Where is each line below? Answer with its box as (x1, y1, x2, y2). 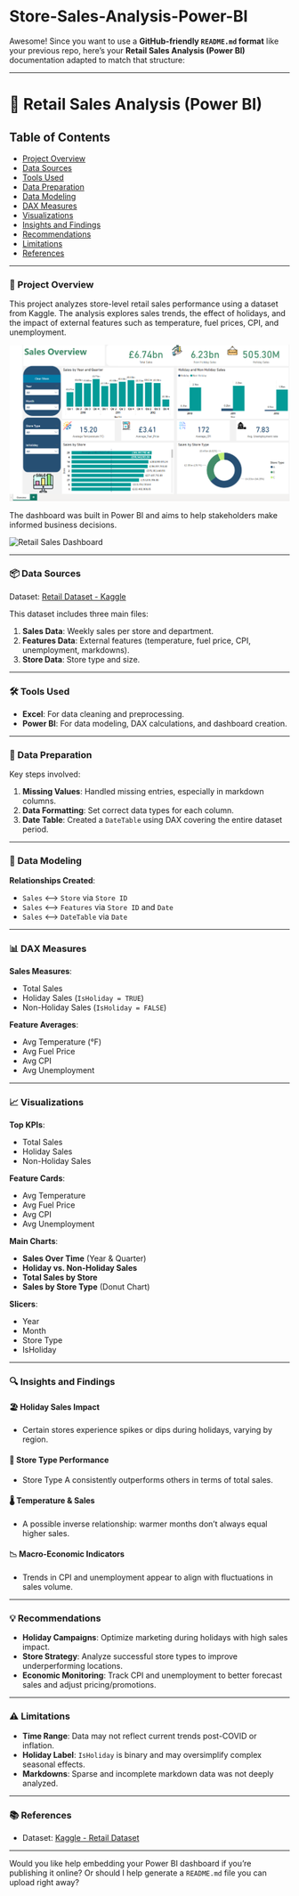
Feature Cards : (9, 1173, 65, 1184)
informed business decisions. (9, 519, 117, 530)
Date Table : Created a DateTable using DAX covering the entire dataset (21, 815, 283, 826)
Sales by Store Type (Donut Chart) (21, 1282, 150, 1292)
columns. (21, 795, 56, 807)
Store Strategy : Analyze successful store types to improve (21, 1651, 238, 1662)
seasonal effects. (21, 1759, 86, 1770)
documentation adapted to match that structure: (9, 54, 185, 65)
